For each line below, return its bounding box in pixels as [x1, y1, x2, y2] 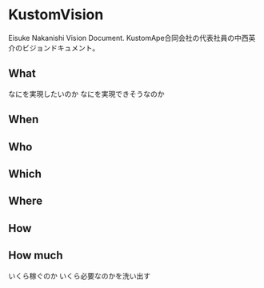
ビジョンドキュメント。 [22, 42, 100, 53]
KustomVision [8, 6, 104, 24]
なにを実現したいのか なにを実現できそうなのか [8, 89, 165, 98]
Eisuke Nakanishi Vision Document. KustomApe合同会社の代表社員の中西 [8, 33, 250, 42]
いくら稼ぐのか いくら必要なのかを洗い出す [8, 270, 150, 281]
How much [8, 249, 63, 262]
